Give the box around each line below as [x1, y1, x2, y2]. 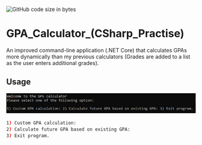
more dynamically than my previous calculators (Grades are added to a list [6, 53, 191, 60]
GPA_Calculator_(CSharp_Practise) [6, 27, 185, 40]
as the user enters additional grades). [6, 59, 99, 66]
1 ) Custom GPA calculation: [6, 120, 77, 126]
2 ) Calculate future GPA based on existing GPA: [6, 126, 130, 132]
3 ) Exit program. [6, 133, 50, 139]
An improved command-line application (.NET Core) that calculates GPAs [6, 46, 188, 54]
